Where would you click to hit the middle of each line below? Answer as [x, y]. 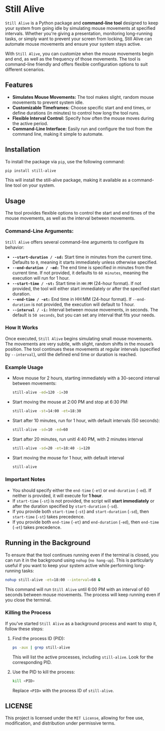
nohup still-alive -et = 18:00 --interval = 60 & [53, 580]
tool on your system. [34, 185]
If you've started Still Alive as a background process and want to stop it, [81, 623]
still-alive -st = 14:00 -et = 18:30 [47, 411]
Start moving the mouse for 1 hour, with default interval [68, 457]
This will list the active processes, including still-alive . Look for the [83, 657]
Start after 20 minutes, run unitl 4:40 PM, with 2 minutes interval [78, 439]
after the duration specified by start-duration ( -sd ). [65, 506]
